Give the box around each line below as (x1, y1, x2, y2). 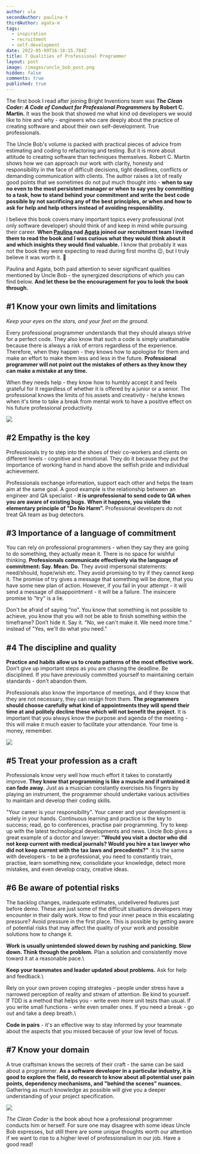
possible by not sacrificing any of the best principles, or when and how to (6, 198, 192, 205)
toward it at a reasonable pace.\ (6, 954, 85, 962)
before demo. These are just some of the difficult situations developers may (6, 905, 193, 912)
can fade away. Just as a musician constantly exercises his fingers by (6, 784, 179, 791)
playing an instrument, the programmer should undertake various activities (6, 791, 190, 798)
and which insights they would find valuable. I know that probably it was (6, 241, 187, 248)
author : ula (6, 8, 36, 15)
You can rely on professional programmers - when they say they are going (6, 544, 189, 551)
